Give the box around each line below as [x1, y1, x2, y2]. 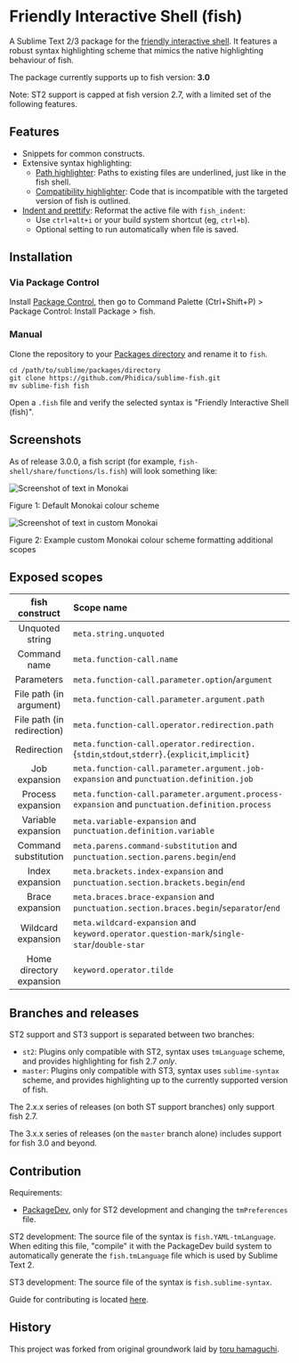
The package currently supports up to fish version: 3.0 [9, 71, 211, 82]
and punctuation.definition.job [116, 772, 254, 785]
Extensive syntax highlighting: [21, 158, 133, 168]
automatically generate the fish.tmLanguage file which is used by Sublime [9, 1250, 279, 1261]
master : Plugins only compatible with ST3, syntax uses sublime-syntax [21, 1065, 280, 1076]
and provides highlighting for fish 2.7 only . [21, 1056, 178, 1066]
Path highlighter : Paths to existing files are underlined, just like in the [35, 167, 287, 177]
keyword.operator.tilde [72, 965, 174, 975]
